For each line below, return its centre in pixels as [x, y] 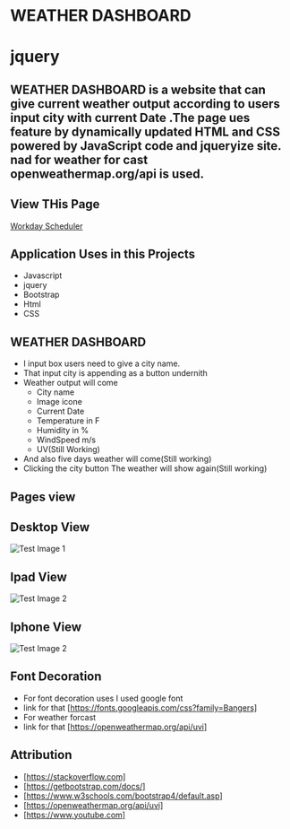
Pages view [43, 497]
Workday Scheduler [47, 226]
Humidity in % [62, 431]
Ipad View [39, 576]
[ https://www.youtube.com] [74, 815]
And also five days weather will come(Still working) [117, 459]
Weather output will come [71, 383]
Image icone [60, 402]
